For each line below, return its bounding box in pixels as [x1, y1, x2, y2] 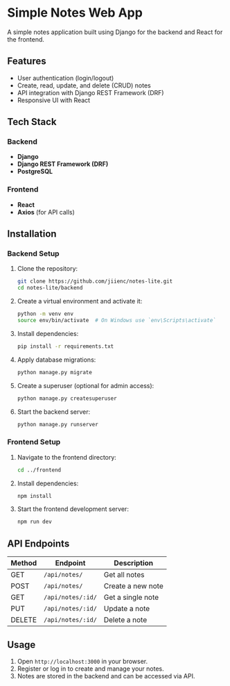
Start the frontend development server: [17, 505, 130, 513]
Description [114, 558, 154, 568]
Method [10, 558, 37, 568]
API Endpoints [7, 537, 70, 549]
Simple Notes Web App [7, 5, 143, 21]
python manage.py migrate [17, 369, 92, 376]
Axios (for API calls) [17, 208, 75, 216]
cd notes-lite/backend [17, 285, 83, 292]
